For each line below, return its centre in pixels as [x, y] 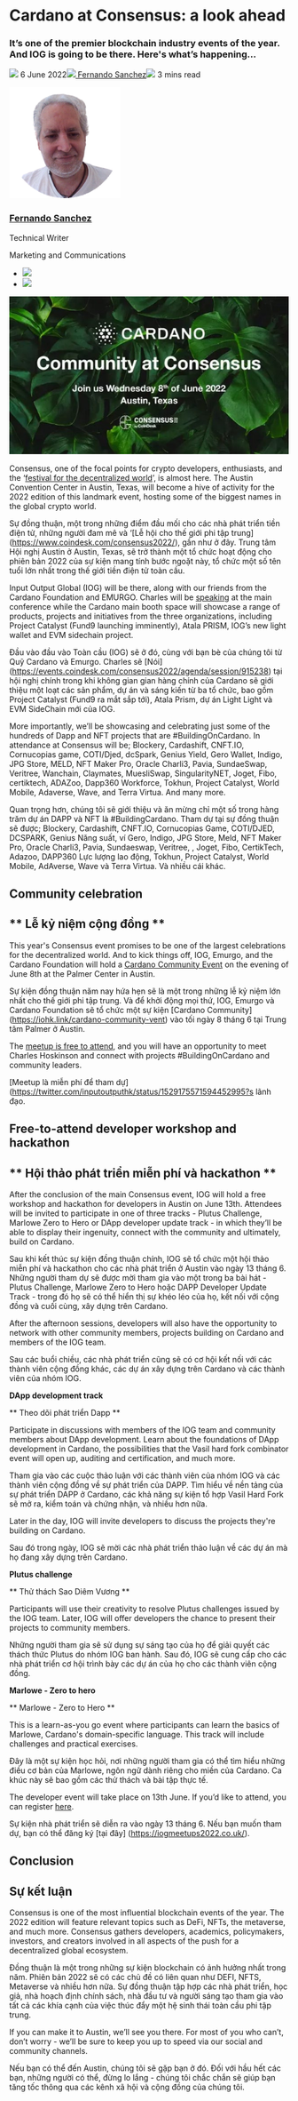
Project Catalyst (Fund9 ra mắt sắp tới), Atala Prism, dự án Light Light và [141, 699]
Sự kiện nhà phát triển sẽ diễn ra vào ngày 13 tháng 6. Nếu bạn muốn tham [145, 1824]
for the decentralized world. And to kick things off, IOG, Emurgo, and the [141, 955]
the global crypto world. [53, 506]
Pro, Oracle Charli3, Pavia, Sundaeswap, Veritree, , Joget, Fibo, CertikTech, [146, 847]
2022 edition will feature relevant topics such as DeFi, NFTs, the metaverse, [148, 1922]
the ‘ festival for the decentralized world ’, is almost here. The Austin [131, 477]
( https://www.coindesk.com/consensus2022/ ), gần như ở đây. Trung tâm [143, 542]
